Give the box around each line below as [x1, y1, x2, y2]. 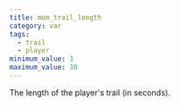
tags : [9, 29, 30, 38]
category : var [9, 21, 63, 30]
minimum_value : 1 [9, 54, 74, 63]
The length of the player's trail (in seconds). [9, 86, 171, 98]
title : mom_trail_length [9, 12, 102, 22]
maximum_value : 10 [9, 63, 78, 72]
